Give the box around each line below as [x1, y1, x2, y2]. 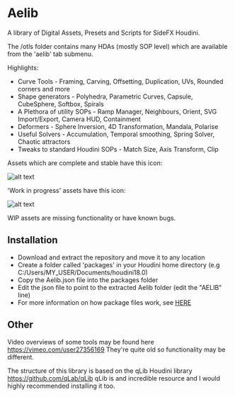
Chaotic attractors [17, 137, 71, 146]
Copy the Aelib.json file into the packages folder [17, 275, 159, 284]
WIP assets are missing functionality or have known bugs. [7, 213, 176, 222]
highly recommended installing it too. [7, 381, 115, 390]
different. [7, 352, 34, 361]
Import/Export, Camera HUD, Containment [17, 115, 142, 123]
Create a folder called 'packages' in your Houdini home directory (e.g [17, 260, 220, 269]
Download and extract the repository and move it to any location [17, 253, 205, 262]
